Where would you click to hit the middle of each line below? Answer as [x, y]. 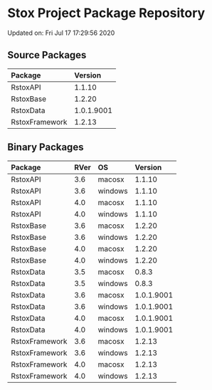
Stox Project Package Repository [106, 13]
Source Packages [47, 55]
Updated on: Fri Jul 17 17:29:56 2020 [61, 33]
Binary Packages [46, 147]
